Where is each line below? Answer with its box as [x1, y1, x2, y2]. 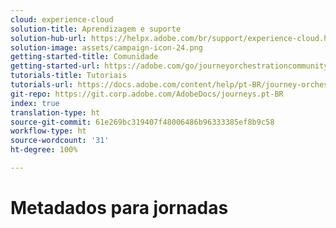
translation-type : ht [10, 107, 101, 118]
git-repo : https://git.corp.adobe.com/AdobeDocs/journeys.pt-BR [10, 89, 284, 99]
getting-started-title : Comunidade [10, 52, 159, 62]
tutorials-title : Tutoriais [10, 71, 128, 81]
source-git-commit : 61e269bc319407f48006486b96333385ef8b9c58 [10, 117, 275, 127]
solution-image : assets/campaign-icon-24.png [10, 42, 203, 53]
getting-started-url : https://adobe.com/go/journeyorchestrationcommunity [10, 61, 329, 71]
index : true [10, 98, 60, 108]
